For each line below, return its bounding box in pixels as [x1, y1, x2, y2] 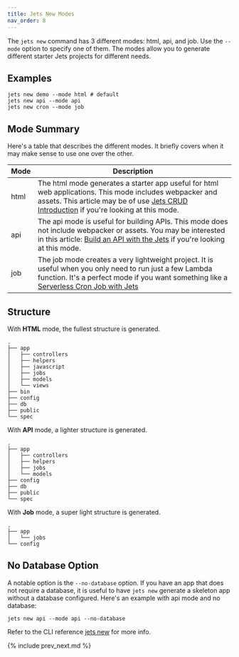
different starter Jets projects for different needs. [7, 51, 152, 61]
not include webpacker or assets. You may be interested [38, 226, 225, 236]
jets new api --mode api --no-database [7, 615, 126, 622]
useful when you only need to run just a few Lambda [38, 264, 213, 274]
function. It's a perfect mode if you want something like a [38, 273, 228, 283]
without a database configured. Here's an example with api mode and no [7, 594, 221, 602]
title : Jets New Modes [7, 10, 75, 18]
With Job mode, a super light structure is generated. [7, 508, 161, 516]
